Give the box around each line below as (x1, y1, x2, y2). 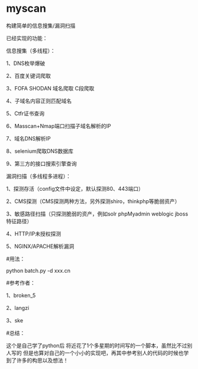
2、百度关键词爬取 (6, 72, 51, 79)
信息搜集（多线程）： (6, 47, 56, 54)
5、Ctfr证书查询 (6, 110, 45, 117)
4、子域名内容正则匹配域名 (6, 97, 72, 105)
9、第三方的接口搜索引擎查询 (6, 160, 77, 167)
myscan (6, 2, 47, 15)
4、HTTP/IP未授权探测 (6, 230, 61, 237)
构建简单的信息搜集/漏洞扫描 (6, 22, 76, 29)
